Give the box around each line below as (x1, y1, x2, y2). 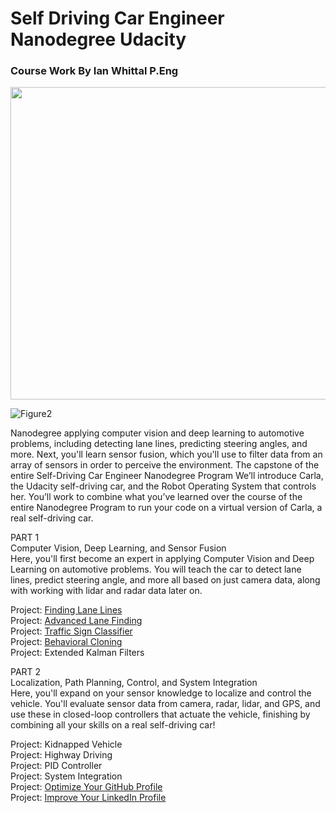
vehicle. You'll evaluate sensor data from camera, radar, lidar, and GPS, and (10, 698, 321, 710)
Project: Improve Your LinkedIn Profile (10, 792, 167, 804)
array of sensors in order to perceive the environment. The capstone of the (10, 459, 320, 471)
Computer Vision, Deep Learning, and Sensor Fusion (10, 542, 227, 554)
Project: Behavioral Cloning (10, 636, 123, 648)
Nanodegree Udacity (10, 28, 187, 51)
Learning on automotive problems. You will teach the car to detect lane (10, 563, 302, 576)
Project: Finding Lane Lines (10, 604, 123, 616)
